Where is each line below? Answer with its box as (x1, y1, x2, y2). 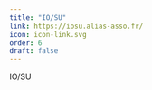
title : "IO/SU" (9, 13, 67, 22)
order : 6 (9, 38, 43, 48)
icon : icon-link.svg (9, 30, 88, 39)
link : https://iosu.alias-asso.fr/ (9, 22, 144, 31)
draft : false (9, 47, 59, 56)
